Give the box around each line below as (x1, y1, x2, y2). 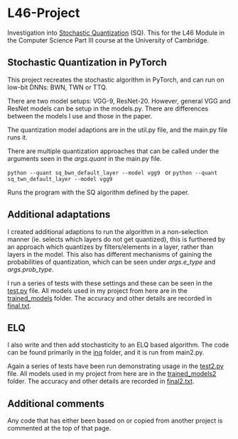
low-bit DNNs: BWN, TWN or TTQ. (7, 83, 108, 91)
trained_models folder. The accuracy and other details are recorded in (7, 294, 212, 302)
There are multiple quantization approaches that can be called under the (7, 147, 220, 155)
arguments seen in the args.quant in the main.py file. (7, 154, 162, 162)
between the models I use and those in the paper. (7, 111, 153, 120)
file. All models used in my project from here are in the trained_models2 (7, 369, 217, 378)
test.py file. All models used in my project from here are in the (7, 286, 188, 295)
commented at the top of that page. (7, 424, 112, 433)
